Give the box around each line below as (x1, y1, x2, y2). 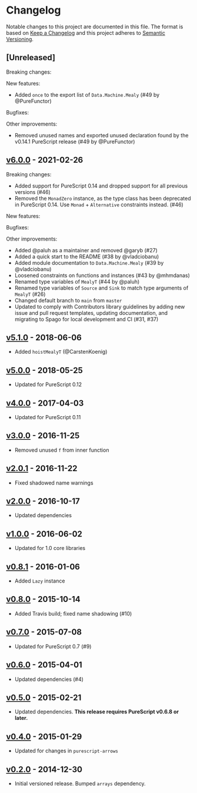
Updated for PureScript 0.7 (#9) (14, 643, 92, 650)
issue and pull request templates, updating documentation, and (14, 309, 168, 316)
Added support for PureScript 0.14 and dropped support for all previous (14, 182, 188, 189)
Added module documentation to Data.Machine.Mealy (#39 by (14, 259, 164, 266)
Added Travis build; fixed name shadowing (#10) (14, 610, 132, 617)
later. (14, 715, 28, 722)
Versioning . (6, 35, 34, 42)
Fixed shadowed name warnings (14, 479, 94, 486)
